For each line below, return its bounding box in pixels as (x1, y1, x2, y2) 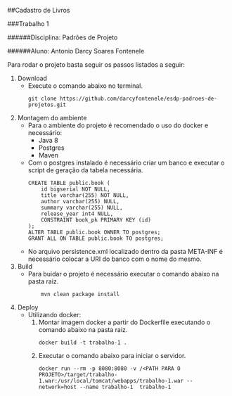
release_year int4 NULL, (41, 210, 114, 217)
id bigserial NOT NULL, (41, 186, 110, 193)
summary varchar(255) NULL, (41, 204, 123, 211)
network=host (38, 383, 77, 390)
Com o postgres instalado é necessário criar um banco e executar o (27, 158, 225, 167)
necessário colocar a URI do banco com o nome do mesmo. (27, 255, 202, 263)
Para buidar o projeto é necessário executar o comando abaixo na (27, 270, 219, 278)
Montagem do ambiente (17, 114, 87, 122)
